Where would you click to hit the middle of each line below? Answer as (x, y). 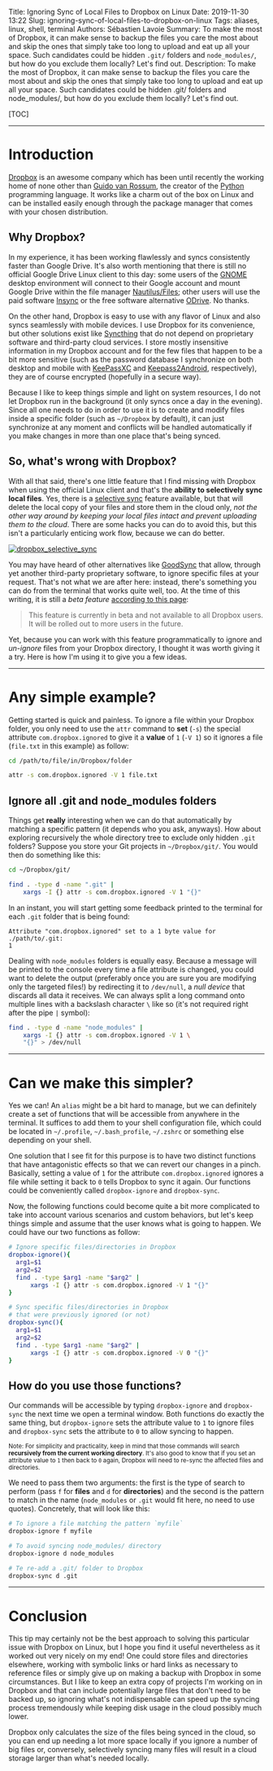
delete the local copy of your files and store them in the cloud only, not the (133, 507)
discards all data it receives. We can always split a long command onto (127, 995)
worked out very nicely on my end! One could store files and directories (128, 1656)
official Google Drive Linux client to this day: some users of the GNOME (128, 274)
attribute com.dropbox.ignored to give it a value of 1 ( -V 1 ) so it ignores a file (136, 737)
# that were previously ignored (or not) (80, 1315)
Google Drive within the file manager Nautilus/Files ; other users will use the (134, 292)
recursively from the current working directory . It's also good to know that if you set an (132, 1453)
